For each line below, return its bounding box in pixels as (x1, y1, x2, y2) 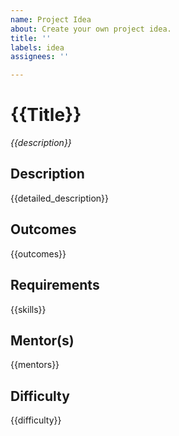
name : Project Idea (10, 14, 92, 25)
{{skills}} (10, 303, 47, 315)
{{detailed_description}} (10, 192, 109, 204)
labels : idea (10, 42, 65, 53)
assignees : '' (10, 52, 70, 62)
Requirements (10, 277, 100, 294)
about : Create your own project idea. (10, 24, 172, 34)
